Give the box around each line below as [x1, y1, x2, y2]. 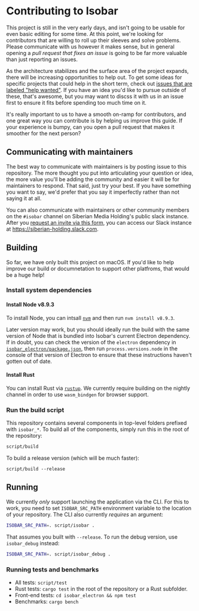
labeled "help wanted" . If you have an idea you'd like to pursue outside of [6, 86, 186, 93]
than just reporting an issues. [6, 56, 78, 63]
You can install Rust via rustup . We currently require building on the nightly [6, 384, 190, 392]
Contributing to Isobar [6, 4, 118, 18]
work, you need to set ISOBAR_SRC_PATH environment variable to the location [6, 504, 192, 512]
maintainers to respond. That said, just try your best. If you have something [6, 182, 191, 189]
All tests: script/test [14, 579, 68, 586]
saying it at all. [6, 194, 42, 201]
